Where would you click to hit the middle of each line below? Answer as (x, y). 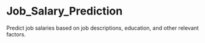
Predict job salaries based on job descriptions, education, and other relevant (102, 28)
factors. (16, 34)
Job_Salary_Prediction (65, 11)
